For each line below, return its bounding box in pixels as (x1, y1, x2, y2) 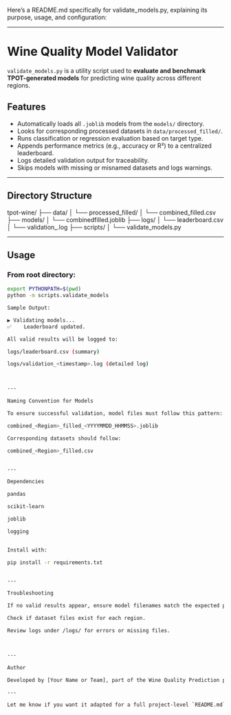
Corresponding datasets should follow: (7, 434, 122, 442)
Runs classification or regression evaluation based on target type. (16, 134, 203, 142)
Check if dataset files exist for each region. (7, 615, 146, 622)
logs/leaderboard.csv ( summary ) (7, 348, 100, 355)
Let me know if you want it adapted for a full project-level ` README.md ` (7, 701, 226, 709)
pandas (7, 491, 26, 498)
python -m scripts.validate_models (7, 292, 109, 299)
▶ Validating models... (7, 316, 76, 323)
